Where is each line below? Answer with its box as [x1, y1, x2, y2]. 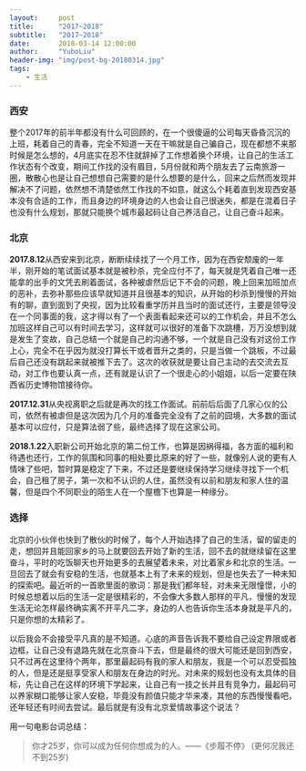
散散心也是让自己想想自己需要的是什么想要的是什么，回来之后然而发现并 [25, 172, 297, 183]
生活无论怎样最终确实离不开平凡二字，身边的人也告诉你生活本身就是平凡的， [9, 602, 297, 613]
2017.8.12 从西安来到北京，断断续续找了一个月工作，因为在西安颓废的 [9, 254, 269, 265]
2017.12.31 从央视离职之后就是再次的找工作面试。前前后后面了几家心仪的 [9, 398, 280, 410]
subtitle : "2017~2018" [9, 30, 104, 39]
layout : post [9, 13, 76, 23]
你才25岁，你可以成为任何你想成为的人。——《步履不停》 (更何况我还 [31, 740, 294, 751]
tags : [9, 65, 30, 74]
